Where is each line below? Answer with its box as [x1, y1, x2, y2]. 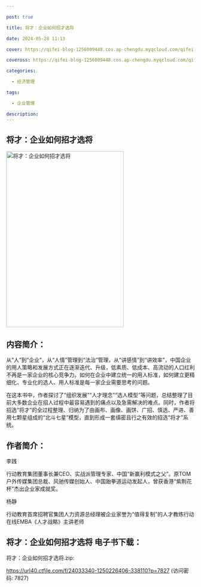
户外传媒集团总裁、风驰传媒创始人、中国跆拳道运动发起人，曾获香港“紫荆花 [6, 478, 193, 485]
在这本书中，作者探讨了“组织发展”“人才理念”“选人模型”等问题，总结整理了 [6, 392, 188, 399]
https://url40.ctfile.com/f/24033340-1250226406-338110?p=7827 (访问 [6, 567, 184, 574]
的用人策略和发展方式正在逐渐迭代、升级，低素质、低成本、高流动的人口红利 [6, 364, 195, 371]
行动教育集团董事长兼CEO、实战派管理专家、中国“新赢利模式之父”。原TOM [6, 470, 191, 477]
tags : [6, 90, 20, 96]
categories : [6, 68, 36, 74]
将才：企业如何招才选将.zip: [6, 554, 75, 561]
